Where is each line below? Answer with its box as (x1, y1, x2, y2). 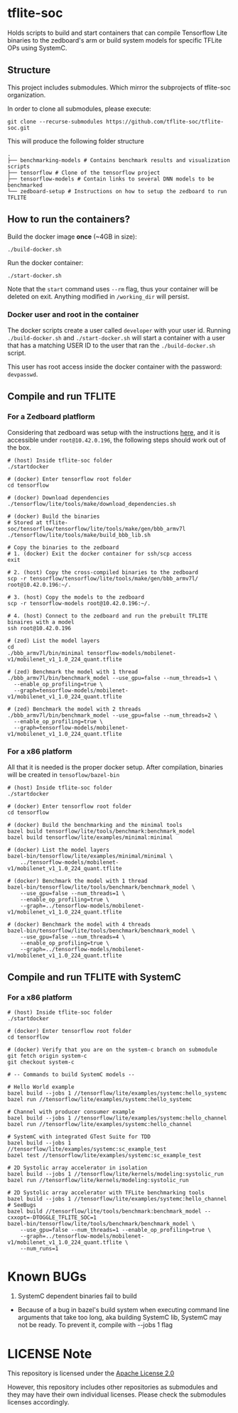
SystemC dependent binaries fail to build (17, 1292, 137, 1301)
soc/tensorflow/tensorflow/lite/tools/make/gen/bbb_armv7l (7, 525, 186, 532)
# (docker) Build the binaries (7, 513, 100, 520)
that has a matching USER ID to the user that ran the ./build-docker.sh (7, 341, 216, 350)
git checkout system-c (7, 1059, 75, 1066)
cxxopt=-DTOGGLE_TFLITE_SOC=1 (7, 1213, 97, 1221)
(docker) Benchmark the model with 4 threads (13, 921, 151, 928)
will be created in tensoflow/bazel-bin (7, 770, 120, 779)
